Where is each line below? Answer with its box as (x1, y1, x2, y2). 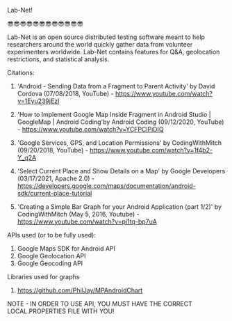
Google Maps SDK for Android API (17, 244, 116, 253)
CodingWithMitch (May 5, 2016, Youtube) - (17, 210, 140, 218)
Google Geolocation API (17, 252, 86, 260)
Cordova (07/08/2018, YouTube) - (17, 90, 115, 97)
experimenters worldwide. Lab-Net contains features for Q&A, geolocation (7, 48, 220, 56)
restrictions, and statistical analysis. (7, 55, 110, 63)
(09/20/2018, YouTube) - (17, 146, 88, 154)
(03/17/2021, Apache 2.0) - (17, 174, 95, 182)
